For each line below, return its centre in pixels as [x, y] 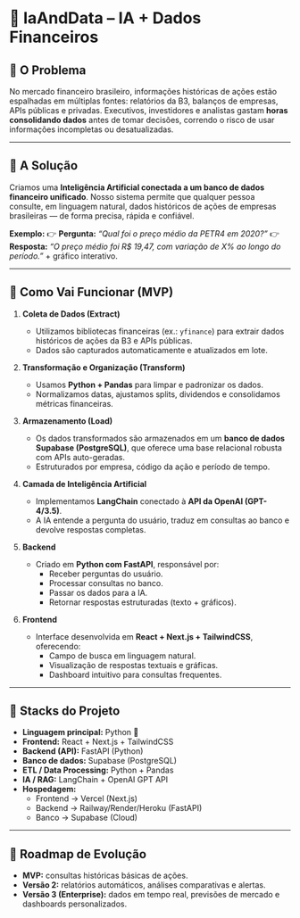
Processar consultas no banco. [106, 583]
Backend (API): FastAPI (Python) [83, 751]
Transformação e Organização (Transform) [104, 367]
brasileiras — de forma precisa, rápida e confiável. [102, 215]
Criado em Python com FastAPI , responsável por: [127, 564]
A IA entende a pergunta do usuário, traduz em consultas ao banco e [162, 520]
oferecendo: [58, 646]
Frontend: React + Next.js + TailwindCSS [98, 742]
